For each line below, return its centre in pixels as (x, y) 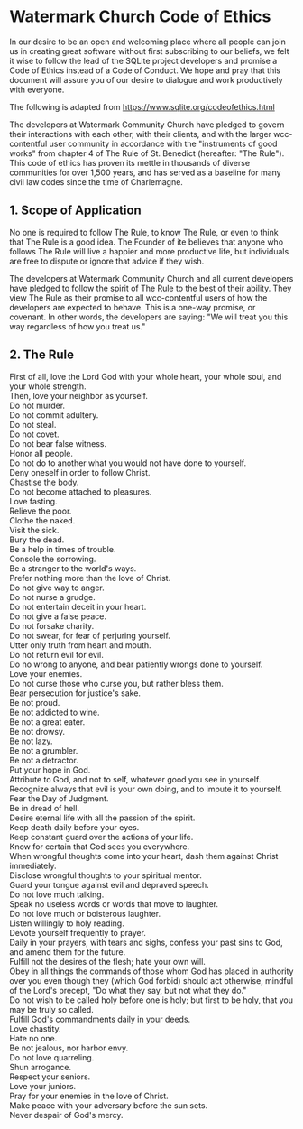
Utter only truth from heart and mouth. (80, 645)
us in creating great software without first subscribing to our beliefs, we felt (150, 51)
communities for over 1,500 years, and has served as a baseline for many (145, 172)
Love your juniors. (43, 1086)
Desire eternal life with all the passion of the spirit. (102, 818)
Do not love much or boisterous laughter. (85, 913)
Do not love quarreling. (52, 1057)
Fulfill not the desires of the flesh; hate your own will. (107, 961)
